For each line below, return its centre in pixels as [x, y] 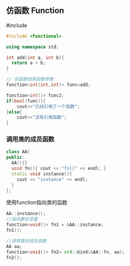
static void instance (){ [42, 174]
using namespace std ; [33, 47]
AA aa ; [14, 246]
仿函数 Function [35, 11]
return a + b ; [29, 63]
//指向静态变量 [22, 219]
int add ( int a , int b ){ [35, 57]
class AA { [18, 152]
